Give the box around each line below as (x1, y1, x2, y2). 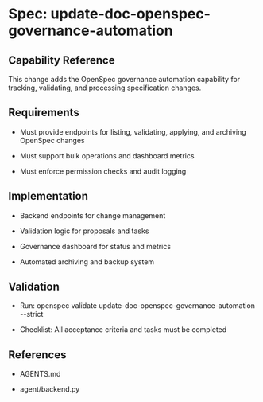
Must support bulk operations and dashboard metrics (19, 150, 195, 160)
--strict (19, 310, 44, 319)
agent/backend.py (19, 384, 80, 394)
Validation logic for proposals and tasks (19, 226, 149, 236)
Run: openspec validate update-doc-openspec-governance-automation (19, 301, 256, 310)
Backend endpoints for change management (19, 210, 166, 220)
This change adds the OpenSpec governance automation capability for (8, 75, 241, 84)
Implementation (8, 189, 89, 203)
